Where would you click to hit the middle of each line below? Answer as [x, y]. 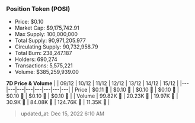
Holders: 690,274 [36, 59]
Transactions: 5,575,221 [44, 66]
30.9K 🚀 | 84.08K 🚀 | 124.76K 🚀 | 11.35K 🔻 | [58, 102]
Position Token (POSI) [38, 9]
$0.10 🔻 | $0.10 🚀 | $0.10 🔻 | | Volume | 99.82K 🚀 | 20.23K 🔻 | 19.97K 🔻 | [92, 96]
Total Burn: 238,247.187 [43, 53]
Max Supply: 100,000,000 [46, 34]
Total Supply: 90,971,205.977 [50, 41]
